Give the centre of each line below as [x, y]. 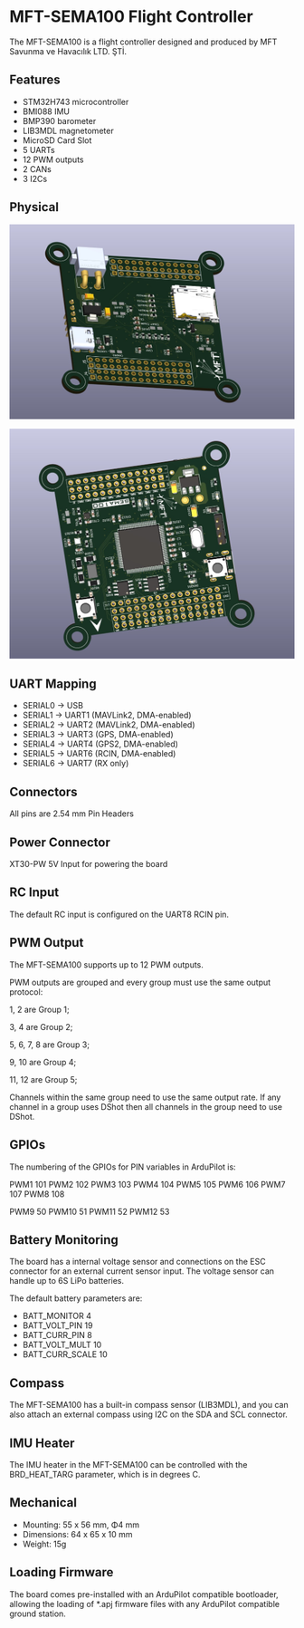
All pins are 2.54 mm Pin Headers [71, 814]
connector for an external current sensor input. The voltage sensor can [142, 1271]
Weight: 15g [44, 1544]
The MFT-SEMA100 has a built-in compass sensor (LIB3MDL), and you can [149, 1405]
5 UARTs [39, 149]
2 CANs [37, 169]
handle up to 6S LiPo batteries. [67, 1281]
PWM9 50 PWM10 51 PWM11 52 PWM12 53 [90, 1211]
